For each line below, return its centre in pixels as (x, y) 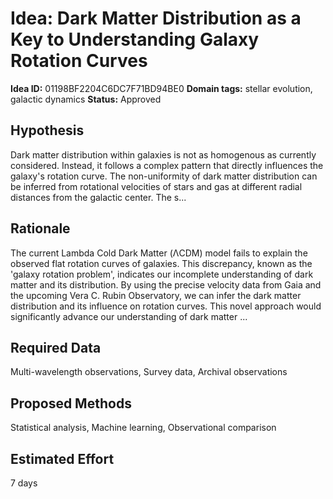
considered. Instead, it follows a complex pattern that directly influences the (167, 165)
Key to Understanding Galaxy (135, 39)
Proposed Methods (71, 403)
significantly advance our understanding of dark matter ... (129, 316)
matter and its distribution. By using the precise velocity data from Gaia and (166, 284)
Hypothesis (47, 130)
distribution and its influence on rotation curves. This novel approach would (166, 306)
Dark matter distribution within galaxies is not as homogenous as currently (163, 154)
